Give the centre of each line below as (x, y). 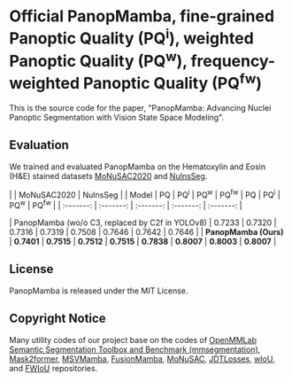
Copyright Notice (58, 319)
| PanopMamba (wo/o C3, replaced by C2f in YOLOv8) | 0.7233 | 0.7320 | (143, 222)
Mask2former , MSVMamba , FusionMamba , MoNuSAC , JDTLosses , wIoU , (142, 359)
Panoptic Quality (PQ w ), (98, 59)
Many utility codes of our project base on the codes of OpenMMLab (133, 339)
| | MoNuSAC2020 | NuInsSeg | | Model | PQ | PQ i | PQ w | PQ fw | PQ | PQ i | (145, 194)
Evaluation (39, 145)
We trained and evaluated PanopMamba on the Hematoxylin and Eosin (138, 167)
